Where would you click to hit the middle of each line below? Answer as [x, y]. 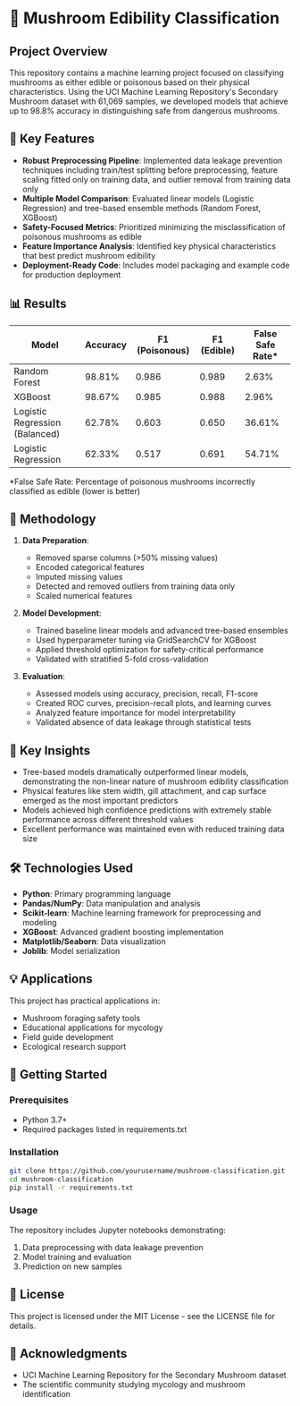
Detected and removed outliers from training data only [135, 586]
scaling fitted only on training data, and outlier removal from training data [156, 179]
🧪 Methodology [53, 520]
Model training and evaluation [77, 1257]
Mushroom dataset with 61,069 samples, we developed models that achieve [149, 101]
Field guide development [68, 1036]
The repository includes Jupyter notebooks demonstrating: [117, 1230]
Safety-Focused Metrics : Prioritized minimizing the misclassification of [154, 226]
